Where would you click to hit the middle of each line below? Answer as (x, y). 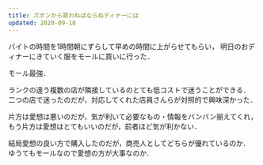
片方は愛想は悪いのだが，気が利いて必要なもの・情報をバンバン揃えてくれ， (133, 116)
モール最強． (29, 73)
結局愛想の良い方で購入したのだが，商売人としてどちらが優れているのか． (129, 143)
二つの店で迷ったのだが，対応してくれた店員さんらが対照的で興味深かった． (133, 99)
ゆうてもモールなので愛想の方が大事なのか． (81, 153)
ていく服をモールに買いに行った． (98, 56)
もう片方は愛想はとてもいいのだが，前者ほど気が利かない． (105, 126)
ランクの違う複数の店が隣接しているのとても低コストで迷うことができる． (130, 90)
